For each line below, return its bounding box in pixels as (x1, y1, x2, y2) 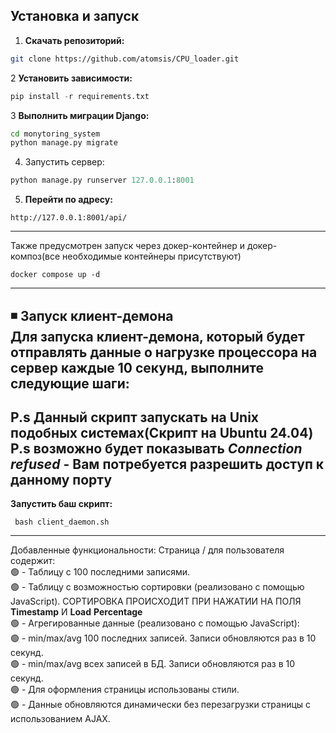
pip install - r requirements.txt (10, 91, 150, 101)
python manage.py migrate (10, 138, 118, 148)
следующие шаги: (10, 375, 130, 392)
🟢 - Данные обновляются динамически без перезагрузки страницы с (10, 699, 312, 711)
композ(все (10, 250, 61, 263)
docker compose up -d (10, 270, 101, 280)
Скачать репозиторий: (24, 34, 125, 46)
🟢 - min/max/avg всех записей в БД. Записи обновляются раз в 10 (10, 658, 296, 670)
